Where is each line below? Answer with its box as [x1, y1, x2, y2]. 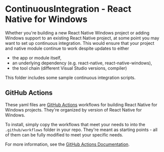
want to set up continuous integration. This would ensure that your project [5, 40, 155, 46]
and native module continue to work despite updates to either [5, 45, 129, 51]
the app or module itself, [12, 55, 62, 60]
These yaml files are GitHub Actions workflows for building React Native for [5, 101, 158, 108]
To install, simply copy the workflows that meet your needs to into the [5, 121, 145, 127]
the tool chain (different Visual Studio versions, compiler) [12, 65, 127, 71]
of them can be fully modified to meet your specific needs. [5, 132, 123, 137]
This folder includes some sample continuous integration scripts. [5, 75, 136, 80]
